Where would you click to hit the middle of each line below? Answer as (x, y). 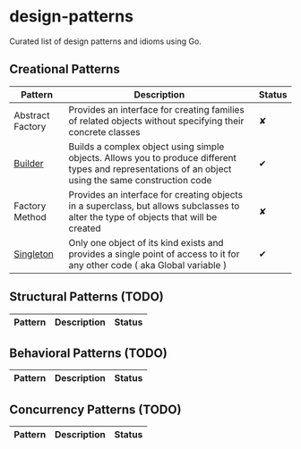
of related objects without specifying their (156, 121)
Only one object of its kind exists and (146, 242)
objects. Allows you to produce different (153, 157)
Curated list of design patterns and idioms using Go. (105, 41)
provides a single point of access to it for (154, 254)
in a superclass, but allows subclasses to (154, 206)
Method (30, 216)
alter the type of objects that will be (143, 216)
